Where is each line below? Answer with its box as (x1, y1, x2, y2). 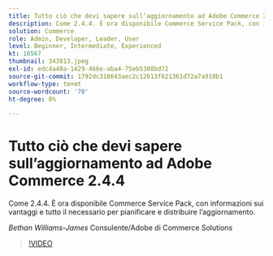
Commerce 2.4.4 (8, 171, 126, 190)
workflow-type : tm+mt (8, 80, 82, 88)
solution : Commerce (8, 27, 75, 35)
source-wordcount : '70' (8, 87, 89, 96)
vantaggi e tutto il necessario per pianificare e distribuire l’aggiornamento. (8, 207, 256, 217)
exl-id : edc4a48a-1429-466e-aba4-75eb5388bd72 (8, 65, 169, 73)
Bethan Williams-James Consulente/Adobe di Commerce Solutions (8, 223, 233, 232)
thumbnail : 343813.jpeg (8, 58, 89, 66)
